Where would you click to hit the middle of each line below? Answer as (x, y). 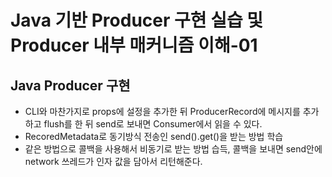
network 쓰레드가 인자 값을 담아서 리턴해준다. (113, 161)
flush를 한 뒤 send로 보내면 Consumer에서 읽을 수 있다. (153, 124)
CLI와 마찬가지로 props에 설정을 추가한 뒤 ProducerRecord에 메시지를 (162, 111)
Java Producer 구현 (70, 85)
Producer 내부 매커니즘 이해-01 (134, 45)
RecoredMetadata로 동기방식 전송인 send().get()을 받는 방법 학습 (154, 136)
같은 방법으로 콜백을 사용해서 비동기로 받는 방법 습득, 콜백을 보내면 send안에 (173, 149)
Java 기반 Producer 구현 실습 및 (137, 20)
